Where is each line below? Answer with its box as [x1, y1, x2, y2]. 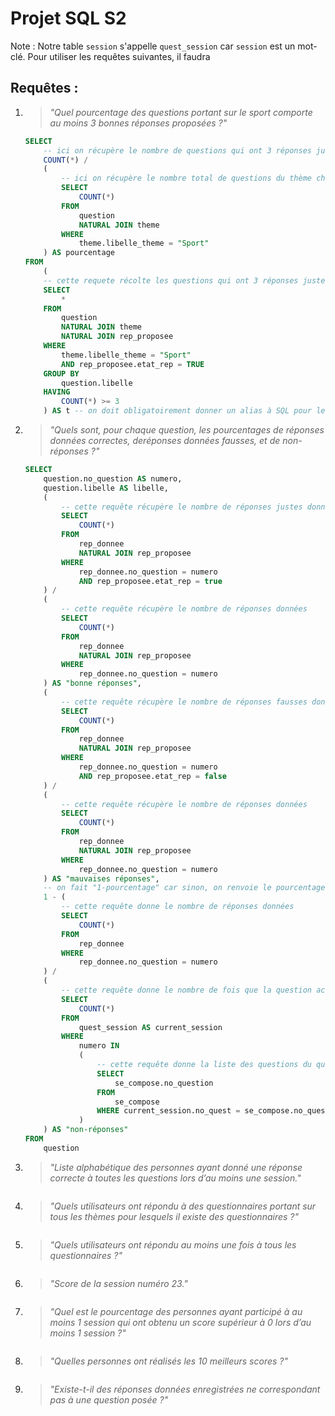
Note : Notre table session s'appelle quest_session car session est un [10, 40, 296, 52]
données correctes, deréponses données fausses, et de [49, 435, 281, 446]
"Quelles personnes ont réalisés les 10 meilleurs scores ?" [49, 1355, 288, 1367]
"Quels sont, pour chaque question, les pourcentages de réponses [49, 424, 325, 436]
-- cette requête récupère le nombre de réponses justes [61, 502, 303, 512]
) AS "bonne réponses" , [43, 678, 142, 689]
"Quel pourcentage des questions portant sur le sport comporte [49, 106, 313, 118]
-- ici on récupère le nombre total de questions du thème [61, 173, 312, 184]
